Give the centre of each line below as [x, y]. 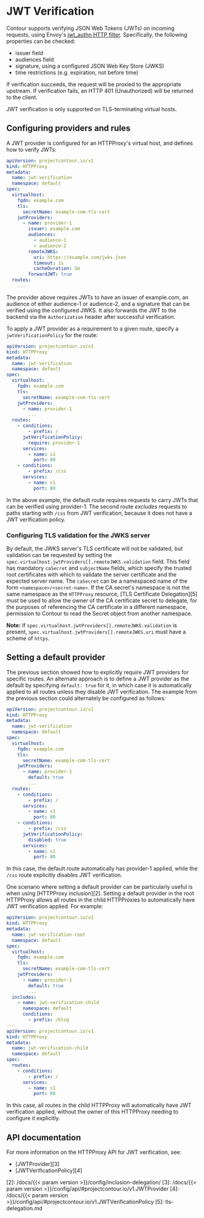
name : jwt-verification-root [49, 935]
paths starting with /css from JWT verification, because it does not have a [99, 513]
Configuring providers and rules [69, 129]
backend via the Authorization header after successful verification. [91, 316]
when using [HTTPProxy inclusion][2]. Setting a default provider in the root [100, 894]
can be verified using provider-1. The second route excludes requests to [97, 506]
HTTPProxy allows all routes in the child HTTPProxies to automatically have [101, 900]
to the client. [22, 97]
